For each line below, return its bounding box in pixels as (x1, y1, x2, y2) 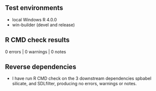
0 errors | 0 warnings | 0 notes (5, 48, 67, 55)
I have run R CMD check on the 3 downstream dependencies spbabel (12, 76, 152, 81)
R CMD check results (5, 36, 70, 44)
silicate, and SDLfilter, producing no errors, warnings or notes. (12, 81, 137, 87)
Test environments (5, 4, 63, 12)
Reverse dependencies (5, 63, 76, 71)
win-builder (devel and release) (12, 22, 75, 28)
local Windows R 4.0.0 (12, 16, 57, 22)
